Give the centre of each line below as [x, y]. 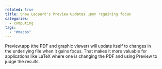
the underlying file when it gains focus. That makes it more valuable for [76, 51]
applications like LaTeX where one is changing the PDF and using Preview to [81, 56]
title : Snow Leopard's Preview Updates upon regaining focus [68, 14]
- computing [22, 23]
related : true [19, 9]
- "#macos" [20, 32]
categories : [17, 18]
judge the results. [23, 61]
